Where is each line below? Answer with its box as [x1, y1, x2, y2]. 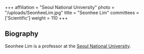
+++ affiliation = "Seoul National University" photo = [5, 5, 115, 10]
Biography [5, 30, 39, 38]
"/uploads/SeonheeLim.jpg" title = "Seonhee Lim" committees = [5, 10, 139, 16]
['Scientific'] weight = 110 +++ [5, 15, 68, 21]
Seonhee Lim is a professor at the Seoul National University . [5, 43, 131, 49]
